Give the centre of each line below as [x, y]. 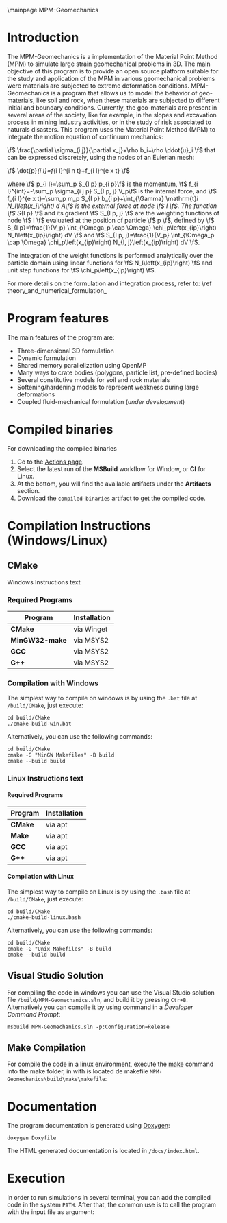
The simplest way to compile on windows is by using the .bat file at [102, 698]
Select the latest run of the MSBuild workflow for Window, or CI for [111, 468]
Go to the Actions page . [50, 462]
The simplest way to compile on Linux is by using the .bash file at [99, 892]
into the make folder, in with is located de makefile [78, 1071]
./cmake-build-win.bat [39, 724]
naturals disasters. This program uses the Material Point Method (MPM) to [111, 129]
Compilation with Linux [40, 877]
